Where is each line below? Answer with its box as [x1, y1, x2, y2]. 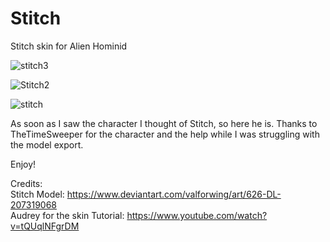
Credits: [10, 177, 43, 189]
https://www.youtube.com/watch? [126, 209, 268, 221]
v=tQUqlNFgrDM [10, 220, 80, 232]
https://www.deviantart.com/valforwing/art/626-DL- [66, 188, 282, 200]
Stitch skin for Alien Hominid [10, 40, 128, 52]
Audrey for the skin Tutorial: [10, 209, 125, 221]
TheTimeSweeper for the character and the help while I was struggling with [10, 128, 320, 140]
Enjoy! [10, 158, 37, 170]
